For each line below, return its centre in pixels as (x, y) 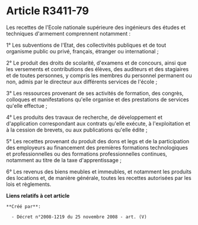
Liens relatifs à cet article (38, 195)
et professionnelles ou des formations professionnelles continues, (87, 154)
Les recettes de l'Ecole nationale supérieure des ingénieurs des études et (96, 27)
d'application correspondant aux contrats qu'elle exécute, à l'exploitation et (98, 123)
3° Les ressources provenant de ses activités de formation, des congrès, (95, 93)
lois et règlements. (29, 184)
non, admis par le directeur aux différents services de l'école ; (82, 82)
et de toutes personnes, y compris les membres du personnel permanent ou (99, 75)
